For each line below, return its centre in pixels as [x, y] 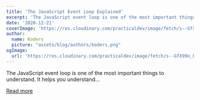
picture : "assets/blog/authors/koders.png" [66, 45]
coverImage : [21, 28]
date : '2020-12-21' [30, 23]
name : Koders [28, 39]
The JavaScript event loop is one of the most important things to [85, 73]
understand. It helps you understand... [53, 79]
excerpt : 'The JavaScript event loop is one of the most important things [101, 17]
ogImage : [17, 51]
